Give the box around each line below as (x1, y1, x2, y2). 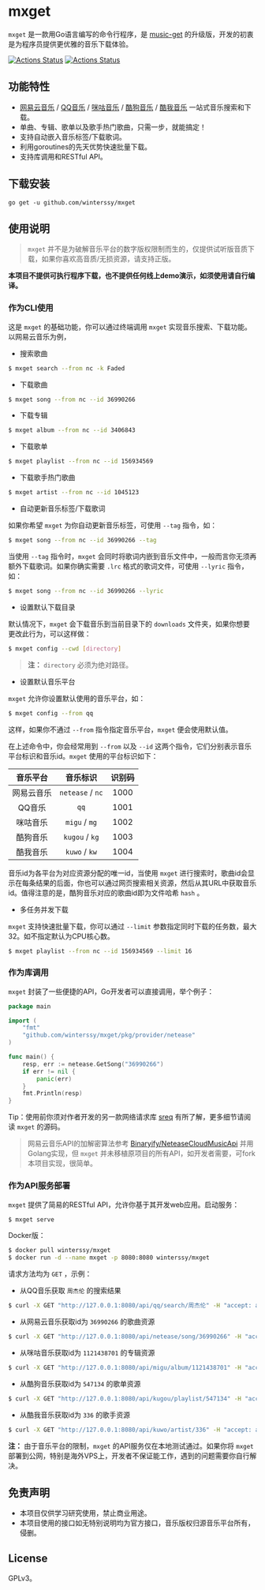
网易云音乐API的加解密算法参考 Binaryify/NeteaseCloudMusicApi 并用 (27, 1139, 254, 1149)
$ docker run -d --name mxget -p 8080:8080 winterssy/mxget (8, 1254, 211, 1262)
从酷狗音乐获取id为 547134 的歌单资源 (19, 1378, 141, 1388)
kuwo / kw (65, 846, 97, 857)
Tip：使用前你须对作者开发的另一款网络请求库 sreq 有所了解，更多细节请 (8, 1112, 244, 1122)
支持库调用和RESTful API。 (19, 152, 108, 161)
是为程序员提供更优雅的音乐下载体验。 (8, 39, 132, 49)
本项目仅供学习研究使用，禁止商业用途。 (19, 1509, 151, 1518)
